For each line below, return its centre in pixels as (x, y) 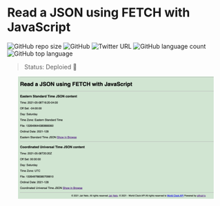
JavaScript (39, 27)
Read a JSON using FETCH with (99, 13)
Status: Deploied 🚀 (50, 67)
